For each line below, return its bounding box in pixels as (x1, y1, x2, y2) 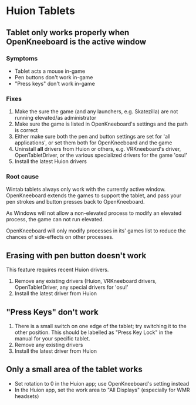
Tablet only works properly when (6, 28, 130, 38)
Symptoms (6, 54, 38, 62)
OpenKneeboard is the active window (6, 36, 147, 46)
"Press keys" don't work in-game (14, 80, 95, 87)
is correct (14, 127, 38, 134)
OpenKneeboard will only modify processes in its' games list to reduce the (6, 227, 186, 234)
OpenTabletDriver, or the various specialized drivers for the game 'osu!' (14, 151, 188, 159)
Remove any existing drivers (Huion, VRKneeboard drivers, (14, 278, 157, 285)
